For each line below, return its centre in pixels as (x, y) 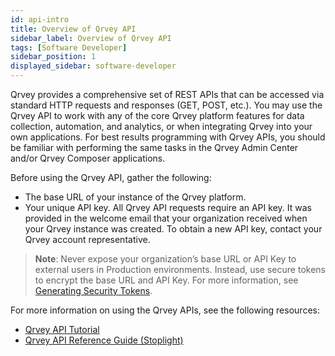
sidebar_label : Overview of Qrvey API (91, 38)
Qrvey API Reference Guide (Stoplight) (104, 340)
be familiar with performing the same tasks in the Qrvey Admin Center (154, 147)
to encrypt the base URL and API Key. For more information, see (166, 280)
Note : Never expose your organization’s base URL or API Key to (165, 259)
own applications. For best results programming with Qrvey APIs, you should (168, 137)
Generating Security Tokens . (93, 290)
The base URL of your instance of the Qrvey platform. (135, 197)
